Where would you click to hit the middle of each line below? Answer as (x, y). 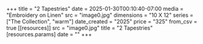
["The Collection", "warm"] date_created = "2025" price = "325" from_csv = (102, 21)
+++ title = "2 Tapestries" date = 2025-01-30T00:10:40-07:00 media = (95, 9)
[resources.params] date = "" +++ (49, 34)
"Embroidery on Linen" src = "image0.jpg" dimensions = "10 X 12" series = (100, 15)
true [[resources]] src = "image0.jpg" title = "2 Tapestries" (80, 28)
